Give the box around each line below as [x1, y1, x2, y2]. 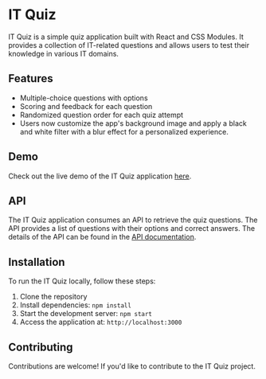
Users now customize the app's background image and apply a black [19, 118, 247, 128]
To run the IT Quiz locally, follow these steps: [8, 276, 156, 286]
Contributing [8, 340, 73, 354]
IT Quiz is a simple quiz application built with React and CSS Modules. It [8, 32, 244, 41]
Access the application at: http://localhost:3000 [19, 317, 182, 327]
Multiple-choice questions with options [19, 93, 149, 103]
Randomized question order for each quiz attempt [19, 110, 184, 119]
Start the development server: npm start [19, 309, 153, 318]
